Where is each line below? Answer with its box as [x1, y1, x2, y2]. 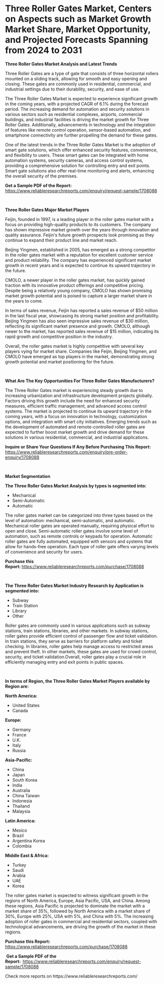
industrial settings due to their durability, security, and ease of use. [5, 86, 140, 92]
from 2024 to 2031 [5, 45, 82, 56]
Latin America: [5, 817, 36, 823]
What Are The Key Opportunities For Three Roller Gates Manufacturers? [5, 378, 155, 384]
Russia [12, 747, 26, 753]
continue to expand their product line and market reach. [5, 237, 117, 243]
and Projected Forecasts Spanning [5, 34, 148, 46]
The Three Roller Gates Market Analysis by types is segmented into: [5, 482, 147, 489]
